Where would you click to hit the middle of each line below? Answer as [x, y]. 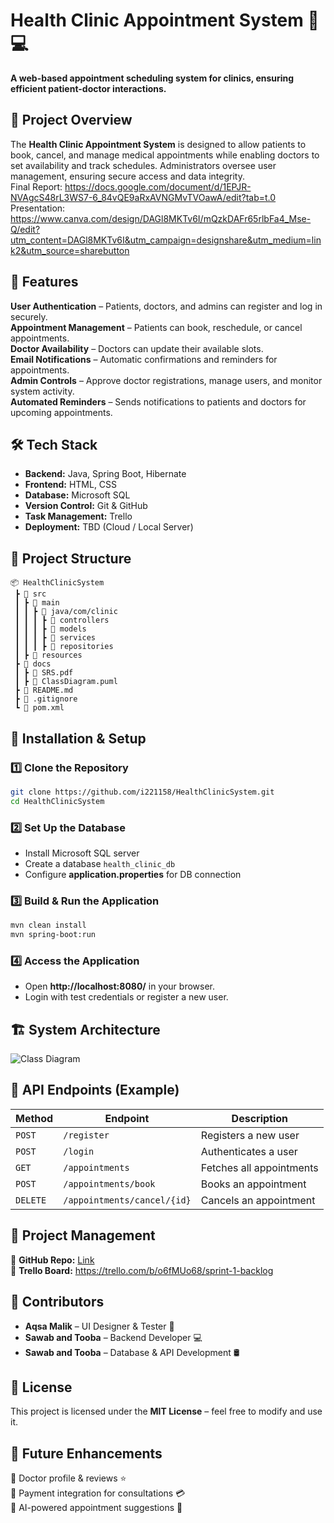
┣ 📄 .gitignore [46, 699]
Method [34, 1118]
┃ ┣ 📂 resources [48, 655]
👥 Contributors [57, 1302]
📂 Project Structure [71, 558]
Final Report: [36, 186]
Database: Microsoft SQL [77, 495]
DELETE [31, 1200]
